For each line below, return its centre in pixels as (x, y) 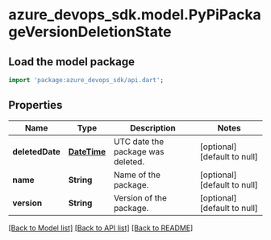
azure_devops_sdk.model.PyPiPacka (135, 15)
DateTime (87, 151)
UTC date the (139, 141)
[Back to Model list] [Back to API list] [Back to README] (101, 228)
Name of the (137, 175)
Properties (35, 105)
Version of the (140, 197)
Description (153, 128)
